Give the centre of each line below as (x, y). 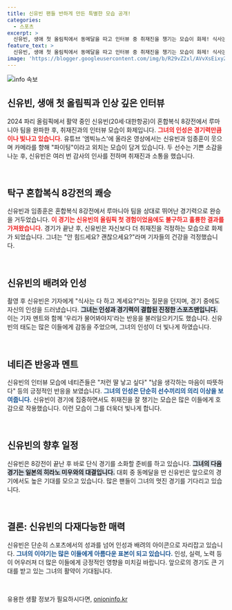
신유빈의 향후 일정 (43, 446)
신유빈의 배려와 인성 (47, 283)
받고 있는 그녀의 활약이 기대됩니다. (66, 571)
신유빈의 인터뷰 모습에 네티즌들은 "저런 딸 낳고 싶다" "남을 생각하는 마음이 (106, 382)
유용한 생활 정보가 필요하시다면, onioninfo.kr (67, 599)
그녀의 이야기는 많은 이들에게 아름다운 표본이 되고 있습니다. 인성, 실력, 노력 (116, 553)
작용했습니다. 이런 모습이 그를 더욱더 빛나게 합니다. (94, 408)
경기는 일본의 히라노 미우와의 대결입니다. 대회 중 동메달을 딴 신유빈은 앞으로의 (111, 472)
